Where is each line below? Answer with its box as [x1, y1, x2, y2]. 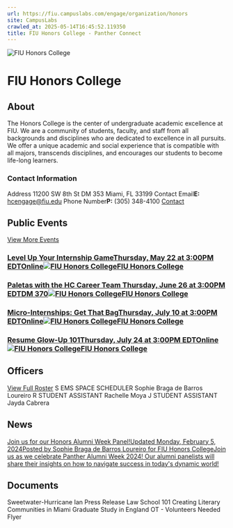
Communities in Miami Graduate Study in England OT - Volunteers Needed [7, 506, 221, 514]
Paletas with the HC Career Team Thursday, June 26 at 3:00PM [7, 280, 226, 290]
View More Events [7, 235, 59, 244]
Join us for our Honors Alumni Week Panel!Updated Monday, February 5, [7, 437, 216, 446]
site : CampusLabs [7, 17, 58, 24]
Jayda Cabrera [7, 398, 50, 407]
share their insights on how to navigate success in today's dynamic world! [7, 459, 219, 467]
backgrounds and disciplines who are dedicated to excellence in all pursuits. [7, 134, 226, 143]
